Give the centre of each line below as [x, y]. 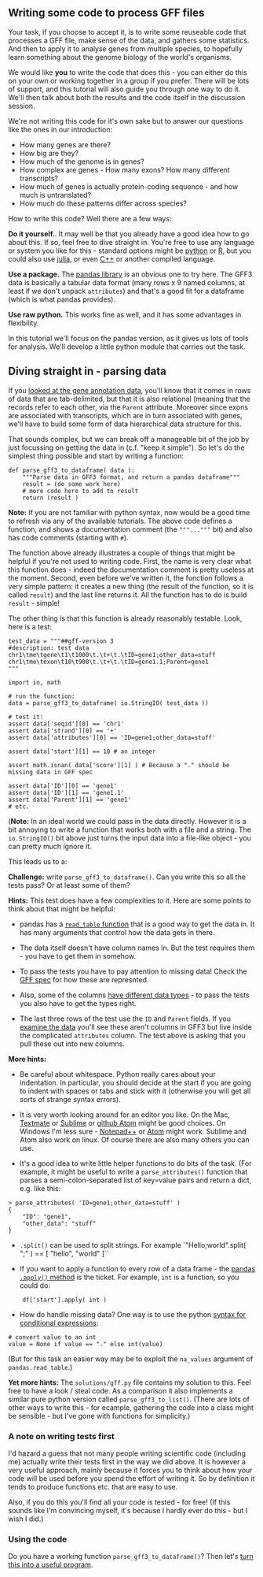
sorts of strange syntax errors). [70, 1099]
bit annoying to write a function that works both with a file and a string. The [130, 829]
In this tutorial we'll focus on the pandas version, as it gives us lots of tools [128, 338]
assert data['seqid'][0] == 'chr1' [66, 724]
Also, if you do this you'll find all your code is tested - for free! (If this [119, 1502]
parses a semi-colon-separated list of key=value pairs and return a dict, [135, 1180]
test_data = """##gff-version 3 [61, 641]
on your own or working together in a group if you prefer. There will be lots [129, 80]
